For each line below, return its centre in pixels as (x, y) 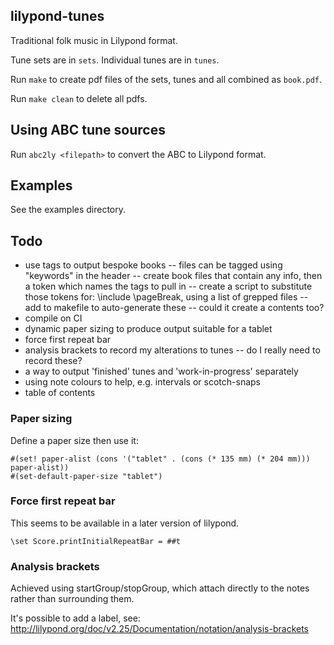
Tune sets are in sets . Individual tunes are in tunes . (115, 60)
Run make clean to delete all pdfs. (79, 98)
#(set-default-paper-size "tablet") (86, 476)
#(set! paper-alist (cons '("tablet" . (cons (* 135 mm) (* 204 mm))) (160, 459)
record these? (53, 361)
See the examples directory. (68, 210)
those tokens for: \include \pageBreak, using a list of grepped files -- (166, 297)
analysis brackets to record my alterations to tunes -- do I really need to (172, 350)
